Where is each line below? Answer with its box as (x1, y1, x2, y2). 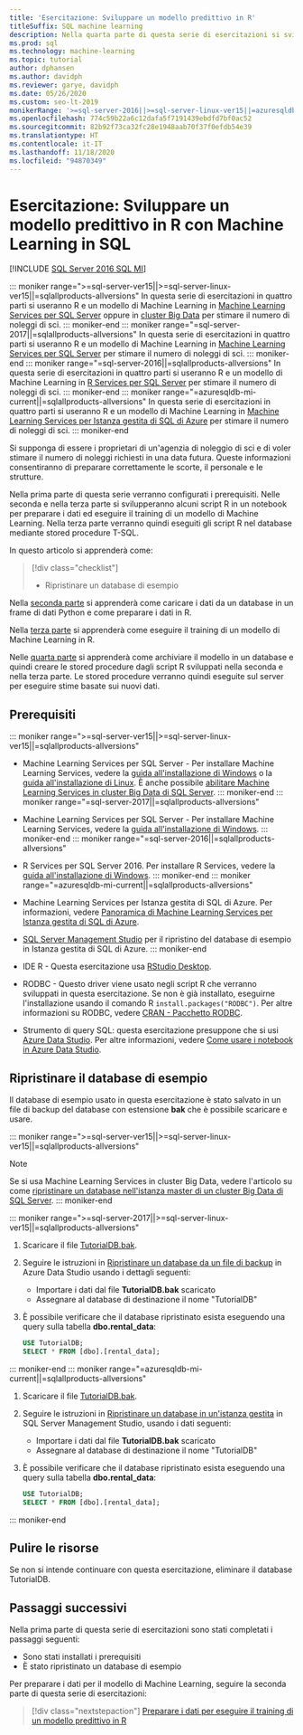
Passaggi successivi (9, 1600, 128, 1616)
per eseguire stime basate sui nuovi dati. (9, 680, 161, 692)
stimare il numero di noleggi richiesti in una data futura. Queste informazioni (9, 452, 291, 463)
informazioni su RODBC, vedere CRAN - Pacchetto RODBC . (22, 1008, 243, 1019)
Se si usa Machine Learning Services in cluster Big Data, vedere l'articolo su (9, 1176, 293, 1187)
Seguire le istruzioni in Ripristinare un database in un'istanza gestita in (22, 1408, 284, 1418)
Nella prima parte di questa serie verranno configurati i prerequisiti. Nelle (9, 489, 280, 500)
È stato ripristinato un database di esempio (22, 1661, 182, 1672)
